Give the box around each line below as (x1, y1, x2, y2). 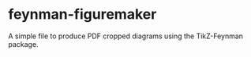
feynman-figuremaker (8, 5, 157, 23)
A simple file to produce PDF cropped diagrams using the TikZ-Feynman (8, 31, 243, 41)
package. (8, 39, 39, 48)
